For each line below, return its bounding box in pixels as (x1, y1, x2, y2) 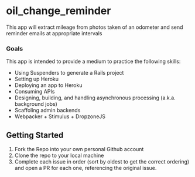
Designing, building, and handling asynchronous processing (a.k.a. (14, 94, 176, 101)
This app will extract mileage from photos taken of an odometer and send (6, 24, 183, 31)
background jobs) (14, 101, 57, 108)
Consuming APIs (14, 88, 55, 95)
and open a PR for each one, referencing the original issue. (14, 165, 157, 172)
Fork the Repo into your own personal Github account (14, 146, 144, 153)
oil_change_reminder (6, 4, 111, 18)
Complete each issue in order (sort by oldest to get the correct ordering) (14, 158, 190, 165)
